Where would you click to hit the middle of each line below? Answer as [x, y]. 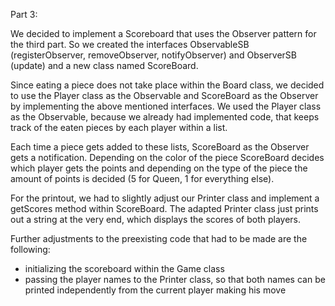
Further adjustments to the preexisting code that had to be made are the [159, 238]
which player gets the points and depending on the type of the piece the [159, 168]
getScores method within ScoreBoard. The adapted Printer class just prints [164, 208]
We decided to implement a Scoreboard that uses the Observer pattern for [163, 33]
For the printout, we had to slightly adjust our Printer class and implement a [165, 198]
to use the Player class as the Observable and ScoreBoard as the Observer [164, 95]
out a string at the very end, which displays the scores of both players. [156, 219]
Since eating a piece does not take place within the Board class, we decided [167, 85]
